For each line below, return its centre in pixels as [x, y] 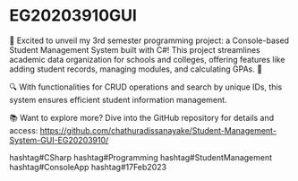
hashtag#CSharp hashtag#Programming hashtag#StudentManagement [141, 157]
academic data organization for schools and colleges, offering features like [147, 59]
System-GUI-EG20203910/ [59, 140]
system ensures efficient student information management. [118, 99]
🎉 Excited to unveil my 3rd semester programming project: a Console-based [149, 40]
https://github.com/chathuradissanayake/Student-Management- [158, 130]
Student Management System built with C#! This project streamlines [135, 49]
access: [24, 130]
